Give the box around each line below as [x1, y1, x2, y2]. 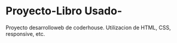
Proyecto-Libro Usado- [5, 4, 123, 18]
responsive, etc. [5, 30, 45, 37]
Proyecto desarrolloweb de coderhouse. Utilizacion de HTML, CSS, [5, 24, 171, 31]
